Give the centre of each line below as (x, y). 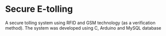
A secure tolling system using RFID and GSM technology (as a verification (80, 23)
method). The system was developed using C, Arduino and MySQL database (83, 28)
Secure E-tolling (39, 9)
